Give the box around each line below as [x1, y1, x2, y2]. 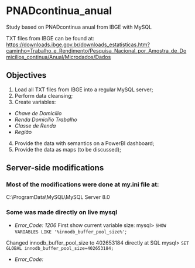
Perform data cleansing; [14, 92, 73, 99]
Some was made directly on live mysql [6, 208, 118, 217]
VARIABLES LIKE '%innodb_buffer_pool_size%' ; [14, 228, 127, 235]
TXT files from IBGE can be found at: [6, 35, 95, 42]
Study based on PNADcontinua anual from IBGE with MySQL [6, 23, 152, 30]
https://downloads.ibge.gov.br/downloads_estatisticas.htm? [6, 41, 150, 48]
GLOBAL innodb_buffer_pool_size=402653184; [6, 245, 114, 251]
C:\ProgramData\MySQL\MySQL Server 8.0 [6, 194, 110, 201]
